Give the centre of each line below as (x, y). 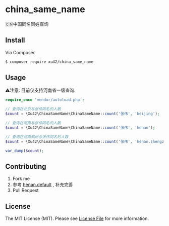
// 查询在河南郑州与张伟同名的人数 (37, 137)
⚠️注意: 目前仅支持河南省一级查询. (40, 90)
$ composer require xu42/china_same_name (49, 62)
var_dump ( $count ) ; (24, 150)
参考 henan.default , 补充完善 (43, 185)
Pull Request (25, 191)
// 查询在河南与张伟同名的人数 (33, 123)
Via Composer (20, 52)
